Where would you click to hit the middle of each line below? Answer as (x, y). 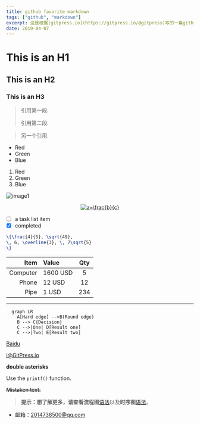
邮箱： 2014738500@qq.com (50, 414)
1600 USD (58, 273)
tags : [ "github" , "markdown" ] (44, 17)
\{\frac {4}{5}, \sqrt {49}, (40, 237)
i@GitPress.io (23, 355)
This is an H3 (25, 96)
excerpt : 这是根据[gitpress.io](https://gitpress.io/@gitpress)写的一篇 (95, 23)
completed (28, 226)
